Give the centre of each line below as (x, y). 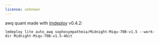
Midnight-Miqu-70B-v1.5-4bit (43, 36)
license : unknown (23, 9)
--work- (147, 32)
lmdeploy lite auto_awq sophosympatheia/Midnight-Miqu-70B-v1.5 (71, 32)
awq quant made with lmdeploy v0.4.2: (44, 23)
